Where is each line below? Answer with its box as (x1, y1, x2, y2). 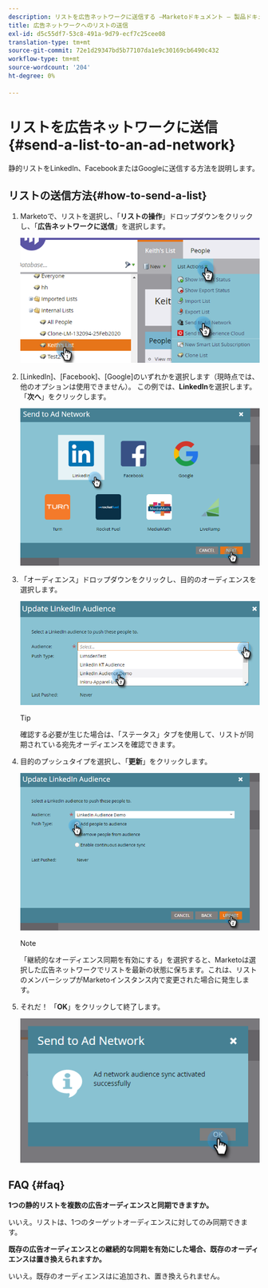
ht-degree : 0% (8, 72, 56, 80)
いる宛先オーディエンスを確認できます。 (47, 740, 179, 749)
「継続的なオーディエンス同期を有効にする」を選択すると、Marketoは (19, 955, 250, 965)
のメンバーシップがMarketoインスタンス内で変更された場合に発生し (19, 975, 243, 985)
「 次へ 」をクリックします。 (19, 392, 111, 401)
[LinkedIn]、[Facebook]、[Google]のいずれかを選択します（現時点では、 (19, 372, 259, 381)
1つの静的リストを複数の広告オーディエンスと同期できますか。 (8, 1200, 214, 1210)
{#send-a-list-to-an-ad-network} (8, 136, 236, 154)
